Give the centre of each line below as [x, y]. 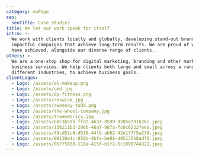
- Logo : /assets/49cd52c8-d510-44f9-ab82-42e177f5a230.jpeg [87, 133]
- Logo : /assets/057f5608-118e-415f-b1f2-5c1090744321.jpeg [87, 144]
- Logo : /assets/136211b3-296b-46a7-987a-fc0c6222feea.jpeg [87, 128]
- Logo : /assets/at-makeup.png [50, 84]
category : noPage [28, 12]
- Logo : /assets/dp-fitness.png [52, 94]
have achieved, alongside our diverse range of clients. [83, 50]
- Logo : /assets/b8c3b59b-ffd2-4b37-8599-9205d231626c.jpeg [87, 122]
